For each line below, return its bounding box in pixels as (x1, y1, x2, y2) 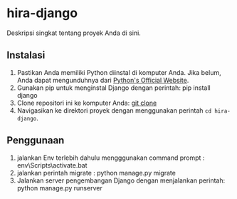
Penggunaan (6, 134, 65, 147)
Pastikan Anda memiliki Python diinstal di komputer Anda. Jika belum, (16, 68, 221, 76)
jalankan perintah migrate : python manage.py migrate (16, 168, 176, 177)
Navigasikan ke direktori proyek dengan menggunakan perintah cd (16, 106, 211, 115)
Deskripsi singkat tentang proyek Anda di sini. (6, 29, 142, 37)
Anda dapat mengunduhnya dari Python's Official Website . (16, 76, 189, 84)
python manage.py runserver (16, 183, 102, 192)
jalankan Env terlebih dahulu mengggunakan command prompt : (16, 153, 205, 162)
